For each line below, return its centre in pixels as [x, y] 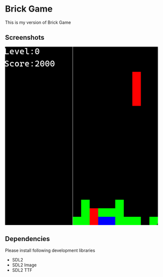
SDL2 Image [24, 265]
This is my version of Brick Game [38, 22]
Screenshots [25, 38]
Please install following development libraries [50, 250]
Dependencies [27, 239]
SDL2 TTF [22, 270]
